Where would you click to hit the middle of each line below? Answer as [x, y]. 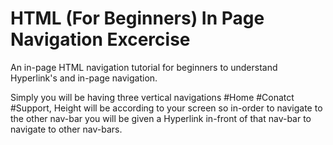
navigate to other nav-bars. [66, 129]
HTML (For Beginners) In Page [137, 18]
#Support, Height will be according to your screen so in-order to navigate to [166, 108]
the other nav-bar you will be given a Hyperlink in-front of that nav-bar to [161, 118]
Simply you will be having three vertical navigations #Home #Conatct [152, 97]
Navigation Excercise [100, 39]
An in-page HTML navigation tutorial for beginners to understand [144, 67]
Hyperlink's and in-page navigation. [84, 78]
